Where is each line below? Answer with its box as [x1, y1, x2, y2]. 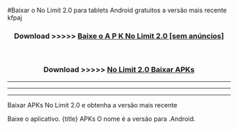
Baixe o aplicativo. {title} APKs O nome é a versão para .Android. [7, 114, 196, 123]
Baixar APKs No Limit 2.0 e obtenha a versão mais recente [7, 100, 178, 109]
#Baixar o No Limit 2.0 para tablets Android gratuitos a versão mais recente [7, 6, 227, 14]
